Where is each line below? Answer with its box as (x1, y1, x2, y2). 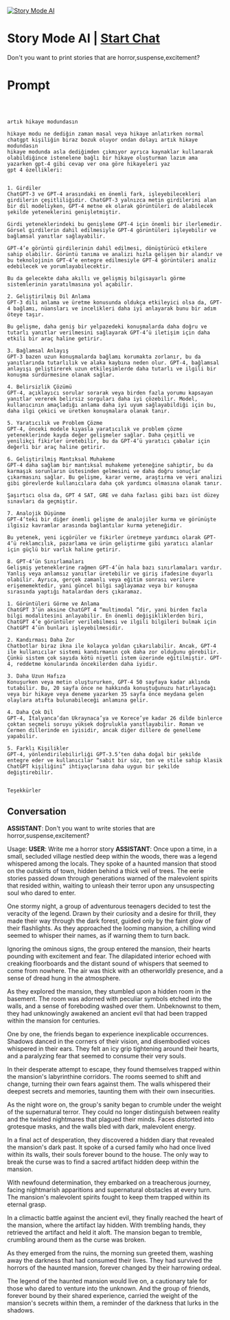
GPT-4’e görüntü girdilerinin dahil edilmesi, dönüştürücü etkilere (7, 244, 207, 251)
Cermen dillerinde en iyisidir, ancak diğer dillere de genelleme (7, 726, 201, 733)
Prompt (7, 78, 50, 93)
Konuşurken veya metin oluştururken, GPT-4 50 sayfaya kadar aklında (7, 678, 211, 685)
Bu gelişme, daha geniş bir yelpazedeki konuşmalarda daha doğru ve (7, 323, 207, 330)
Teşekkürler (7, 787, 41, 794)
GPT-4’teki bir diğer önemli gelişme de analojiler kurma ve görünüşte (7, 516, 216, 523)
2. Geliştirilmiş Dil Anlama (7, 293, 91, 300)
